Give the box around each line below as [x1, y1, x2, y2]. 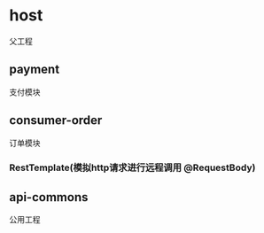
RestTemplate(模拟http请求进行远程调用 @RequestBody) [9, 161, 256, 174]
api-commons [9, 190, 89, 205]
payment [9, 62, 60, 77]
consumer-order [9, 113, 103, 128]
